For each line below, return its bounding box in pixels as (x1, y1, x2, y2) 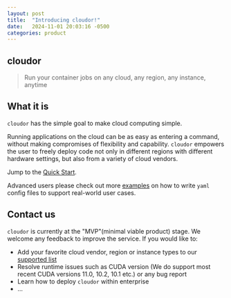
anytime (24, 81, 48, 89)
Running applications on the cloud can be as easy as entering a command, (7, 132, 220, 140)
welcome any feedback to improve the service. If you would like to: (7, 234, 198, 243)
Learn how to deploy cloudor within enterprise (17, 277, 149, 286)
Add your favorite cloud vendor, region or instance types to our (17, 248, 197, 256)
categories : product (7, 29, 67, 37)
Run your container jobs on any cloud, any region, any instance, (24, 73, 206, 82)
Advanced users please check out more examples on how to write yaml (7, 181, 210, 189)
